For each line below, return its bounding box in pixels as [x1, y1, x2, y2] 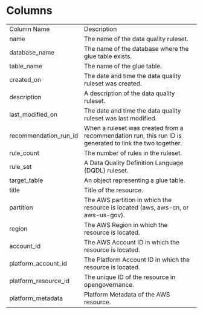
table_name [9, 62, 42, 70]
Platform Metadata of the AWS [83, 290, 170, 298]
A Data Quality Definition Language [83, 159, 184, 167]
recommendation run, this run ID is [83, 131, 182, 140]
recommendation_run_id [9, 131, 79, 140]
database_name [9, 48, 55, 56]
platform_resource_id [9, 276, 69, 285]
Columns [6, 4, 53, 18]
